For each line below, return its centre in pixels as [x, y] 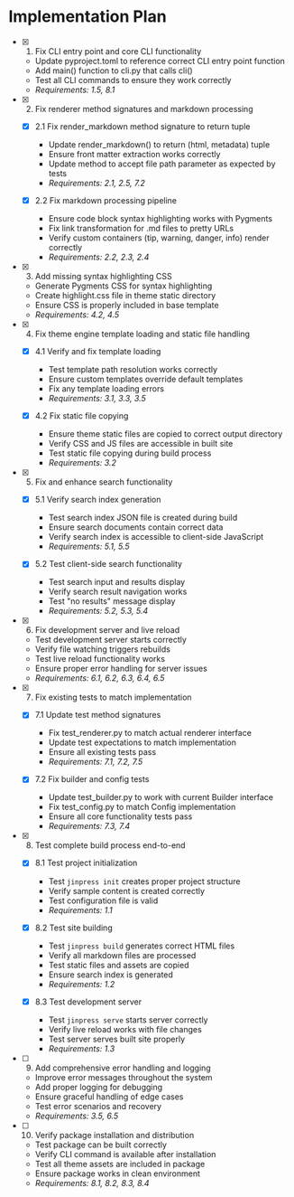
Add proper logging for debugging [99, 1087]
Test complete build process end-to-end [110, 845]
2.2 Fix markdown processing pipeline [106, 200]
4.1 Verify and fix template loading [98, 352]
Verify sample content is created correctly [126, 891]
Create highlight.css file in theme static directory [125, 296]
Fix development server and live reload [107, 630]
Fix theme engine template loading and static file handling [142, 334]
